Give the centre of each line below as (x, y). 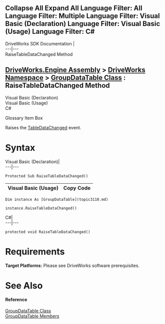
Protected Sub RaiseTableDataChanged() (47, 176)
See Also (24, 285)
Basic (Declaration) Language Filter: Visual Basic (83, 24)
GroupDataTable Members (32, 316)
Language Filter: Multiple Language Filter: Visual (82, 16)
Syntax (20, 148)
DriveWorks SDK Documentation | (40, 43)
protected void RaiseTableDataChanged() (48, 232)
